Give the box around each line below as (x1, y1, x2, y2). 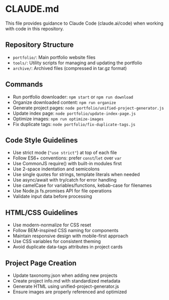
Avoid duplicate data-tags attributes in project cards (12, 244, 123, 250)
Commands (5, 80, 44, 89)
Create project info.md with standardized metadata (12, 278, 120, 284)
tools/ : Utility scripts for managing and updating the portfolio (12, 60, 142, 66)
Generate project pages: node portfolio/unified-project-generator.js (12, 104, 164, 111)
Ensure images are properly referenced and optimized (12, 289, 127, 295)
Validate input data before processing (12, 193, 92, 200)
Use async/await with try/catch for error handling (12, 177, 117, 183)
